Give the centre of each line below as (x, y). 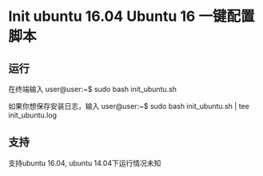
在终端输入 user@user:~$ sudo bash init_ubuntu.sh (93, 89)
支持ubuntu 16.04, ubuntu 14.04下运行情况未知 (85, 163)
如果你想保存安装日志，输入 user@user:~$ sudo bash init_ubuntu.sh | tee (129, 106)
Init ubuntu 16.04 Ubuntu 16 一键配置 (131, 16)
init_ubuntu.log (33, 115)
